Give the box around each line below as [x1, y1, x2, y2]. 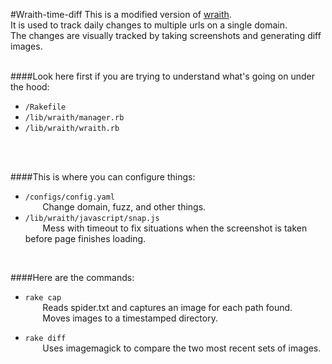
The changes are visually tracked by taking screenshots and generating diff [10, 30, 322, 41]
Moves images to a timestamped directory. [42, 312, 218, 324]
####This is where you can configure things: [10, 171, 196, 183]
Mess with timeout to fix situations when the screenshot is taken [42, 222, 308, 234]
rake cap [24, 293, 62, 303]
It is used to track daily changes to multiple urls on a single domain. [10, 19, 288, 31]
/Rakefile [24, 102, 67, 112]
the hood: [10, 81, 50, 93]
